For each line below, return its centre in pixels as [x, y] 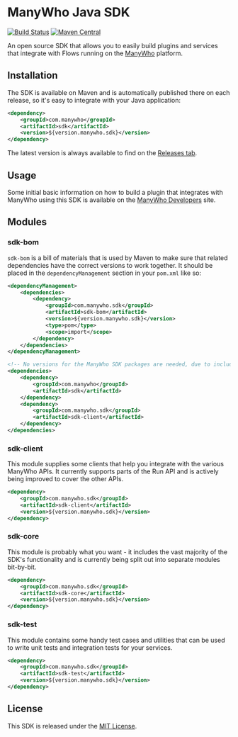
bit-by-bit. [22, 567]
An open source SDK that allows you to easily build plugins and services [113, 45]
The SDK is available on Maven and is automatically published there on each [119, 92]
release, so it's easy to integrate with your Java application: [94, 100]
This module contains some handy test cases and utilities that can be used [116, 640]
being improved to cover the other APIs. [66, 479]
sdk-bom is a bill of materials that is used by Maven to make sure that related [118, 258]
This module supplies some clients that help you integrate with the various [116, 464]
